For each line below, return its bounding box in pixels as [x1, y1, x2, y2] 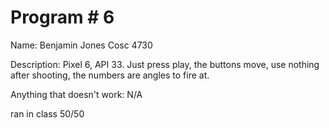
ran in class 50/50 [10, 107, 85, 120]
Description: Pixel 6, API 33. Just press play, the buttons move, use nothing [10, 58, 320, 70]
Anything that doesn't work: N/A [10, 88, 143, 100]
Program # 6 [10, 6, 115, 29]
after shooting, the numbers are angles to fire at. [10, 69, 210, 81]
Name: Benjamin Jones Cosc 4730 [10, 39, 153, 51]
